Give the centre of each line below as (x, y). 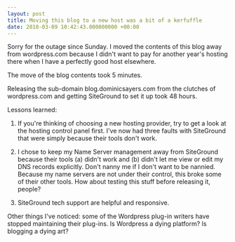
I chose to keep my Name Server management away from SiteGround (118, 152)
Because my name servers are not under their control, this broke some (120, 174)
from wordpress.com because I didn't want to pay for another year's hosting (117, 54)
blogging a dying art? (38, 231)
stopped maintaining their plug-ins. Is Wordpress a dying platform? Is (107, 224)
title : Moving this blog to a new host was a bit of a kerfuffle (105, 20)
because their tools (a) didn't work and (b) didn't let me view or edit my (120, 159)
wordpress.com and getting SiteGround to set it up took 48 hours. (102, 96)
